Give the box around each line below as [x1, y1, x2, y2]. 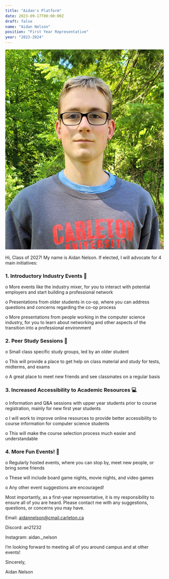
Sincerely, [5, 559, 26, 565]
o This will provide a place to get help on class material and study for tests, [5, 358, 160, 365]
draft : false [5, 19, 33, 24]
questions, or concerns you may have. [5, 504, 84, 511]
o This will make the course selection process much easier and [5, 430, 136, 436]
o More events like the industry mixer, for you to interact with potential [5, 284, 150, 290]
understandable [5, 435, 38, 441]
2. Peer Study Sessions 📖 [5, 338, 68, 345]
